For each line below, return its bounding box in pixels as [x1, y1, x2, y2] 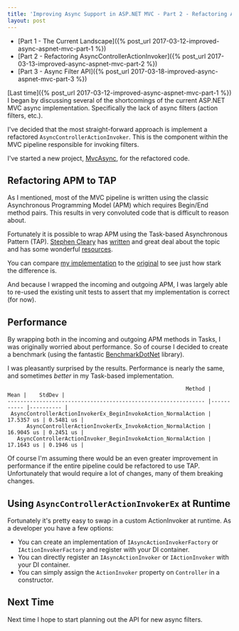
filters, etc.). [7, 111, 43, 120]
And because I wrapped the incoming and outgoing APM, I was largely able [7, 280, 228, 289]
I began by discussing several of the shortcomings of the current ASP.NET [7, 96, 225, 104]
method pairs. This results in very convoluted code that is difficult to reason [7, 208, 229, 217]
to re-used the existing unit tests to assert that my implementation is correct [7, 288, 230, 297]
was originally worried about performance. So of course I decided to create [7, 343, 229, 352]
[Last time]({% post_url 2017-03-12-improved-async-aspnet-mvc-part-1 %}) [7, 88, 232, 97]
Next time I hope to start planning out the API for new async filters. [7, 615, 203, 624]
